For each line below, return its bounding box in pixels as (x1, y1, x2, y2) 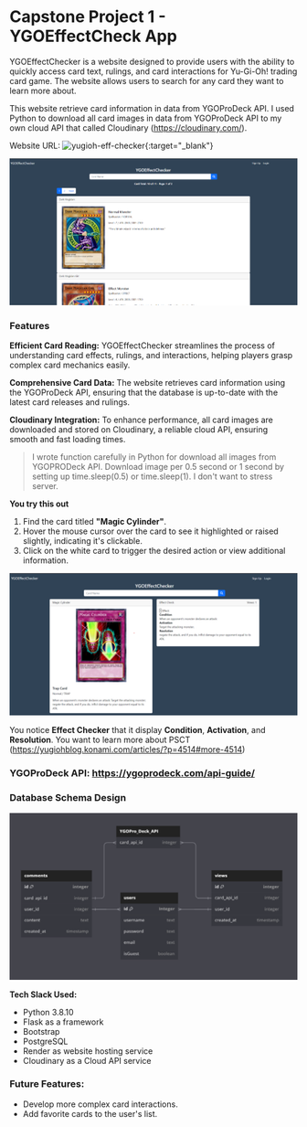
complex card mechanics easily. (9, 359, 131, 371)
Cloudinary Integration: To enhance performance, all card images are (9, 414, 274, 426)
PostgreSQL (22, 1036, 69, 1047)
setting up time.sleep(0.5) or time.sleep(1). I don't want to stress (31, 471, 273, 482)
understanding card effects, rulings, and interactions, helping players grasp (9, 350, 293, 361)
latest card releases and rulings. (9, 397, 131, 408)
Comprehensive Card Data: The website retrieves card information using (9, 377, 286, 388)
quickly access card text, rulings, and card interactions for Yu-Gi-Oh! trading (9, 66, 298, 77)
